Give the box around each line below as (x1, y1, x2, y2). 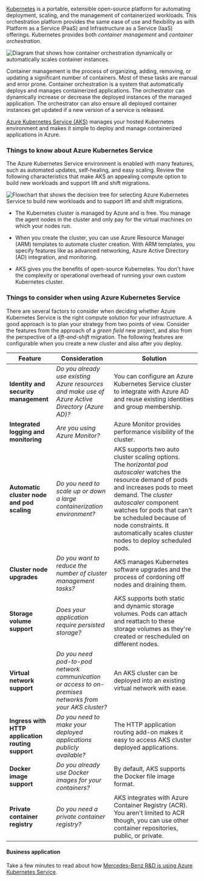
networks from (56, 695, 98, 703)
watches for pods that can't (114, 506, 192, 514)
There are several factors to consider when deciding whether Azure (6, 307, 176, 315)
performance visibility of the (114, 427, 194, 436)
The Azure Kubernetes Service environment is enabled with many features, (6, 160, 194, 167)
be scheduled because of (114, 514, 186, 522)
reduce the (56, 561, 87, 569)
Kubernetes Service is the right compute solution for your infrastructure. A (6, 313, 192, 321)
